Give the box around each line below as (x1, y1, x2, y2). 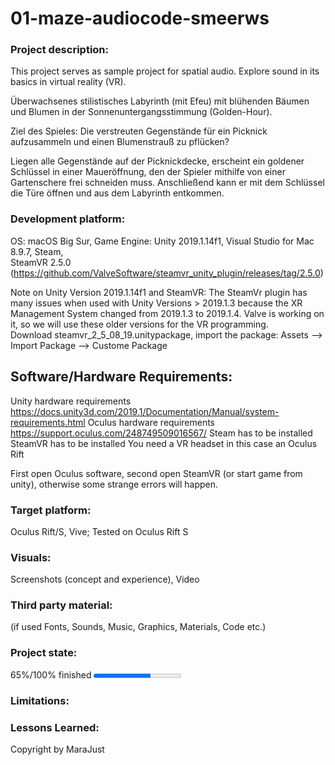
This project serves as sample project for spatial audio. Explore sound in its (10, 65, 320, 77)
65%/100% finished (10, 668, 92, 681)
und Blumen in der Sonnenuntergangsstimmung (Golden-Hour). (10, 106, 273, 118)
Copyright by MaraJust (10, 743, 105, 755)
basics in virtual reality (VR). (10, 76, 127, 88)
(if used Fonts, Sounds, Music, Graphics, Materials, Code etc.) (10, 621, 267, 633)
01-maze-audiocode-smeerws (10, 7, 270, 30)
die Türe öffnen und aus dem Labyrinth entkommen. (10, 187, 225, 199)
